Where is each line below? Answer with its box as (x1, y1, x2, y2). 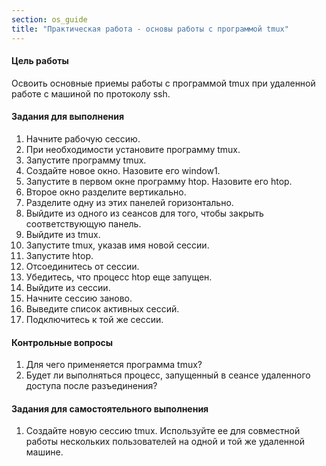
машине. (25, 446, 64, 458)
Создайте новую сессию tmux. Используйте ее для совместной (25, 425, 301, 437)
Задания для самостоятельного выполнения (11, 402, 209, 415)
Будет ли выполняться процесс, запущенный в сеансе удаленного (25, 369, 311, 381)
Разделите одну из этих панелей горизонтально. (25, 196, 234, 208)
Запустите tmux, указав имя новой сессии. (25, 239, 210, 251)
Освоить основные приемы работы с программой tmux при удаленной (11, 77, 316, 89)
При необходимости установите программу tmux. (25, 143, 241, 155)
